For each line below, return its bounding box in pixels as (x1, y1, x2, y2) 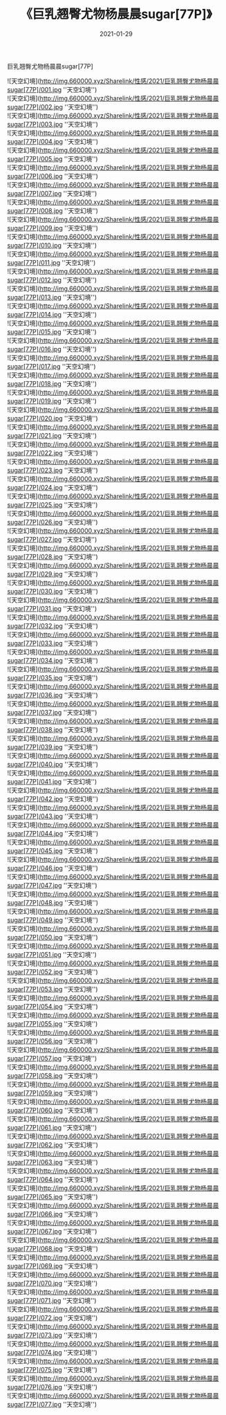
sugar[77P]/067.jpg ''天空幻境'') (7, 1227, 97, 1235)
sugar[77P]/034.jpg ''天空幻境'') (7, 656, 99, 664)
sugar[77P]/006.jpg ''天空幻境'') (7, 172, 99, 180)
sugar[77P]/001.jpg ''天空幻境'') (7, 85, 97, 93)
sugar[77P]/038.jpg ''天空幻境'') (7, 725, 98, 733)
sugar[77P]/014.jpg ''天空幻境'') (7, 310, 97, 318)
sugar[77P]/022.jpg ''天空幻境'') (7, 448, 99, 457)
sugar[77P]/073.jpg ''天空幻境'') (7, 1331, 98, 1339)
